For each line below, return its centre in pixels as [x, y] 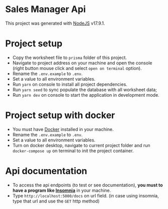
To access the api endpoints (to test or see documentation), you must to [88, 185]
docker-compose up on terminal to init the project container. [73, 151]
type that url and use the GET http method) [56, 201]
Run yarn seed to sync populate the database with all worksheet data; [85, 90]
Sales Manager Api [46, 9]
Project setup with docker [60, 116]
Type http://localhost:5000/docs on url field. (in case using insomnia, [86, 195]
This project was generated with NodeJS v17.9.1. [55, 23]
